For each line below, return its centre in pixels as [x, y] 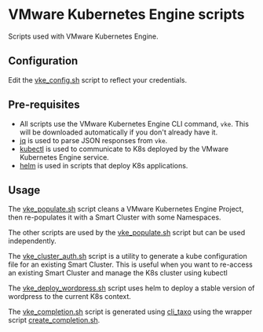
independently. [32, 241]
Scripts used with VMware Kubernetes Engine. [83, 36]
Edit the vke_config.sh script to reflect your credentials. [98, 79]
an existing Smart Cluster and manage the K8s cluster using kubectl [118, 273]
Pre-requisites [44, 105]
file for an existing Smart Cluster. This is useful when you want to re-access [130, 264]
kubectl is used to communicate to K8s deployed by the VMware [124, 149]
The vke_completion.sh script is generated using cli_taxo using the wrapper [130, 312]
